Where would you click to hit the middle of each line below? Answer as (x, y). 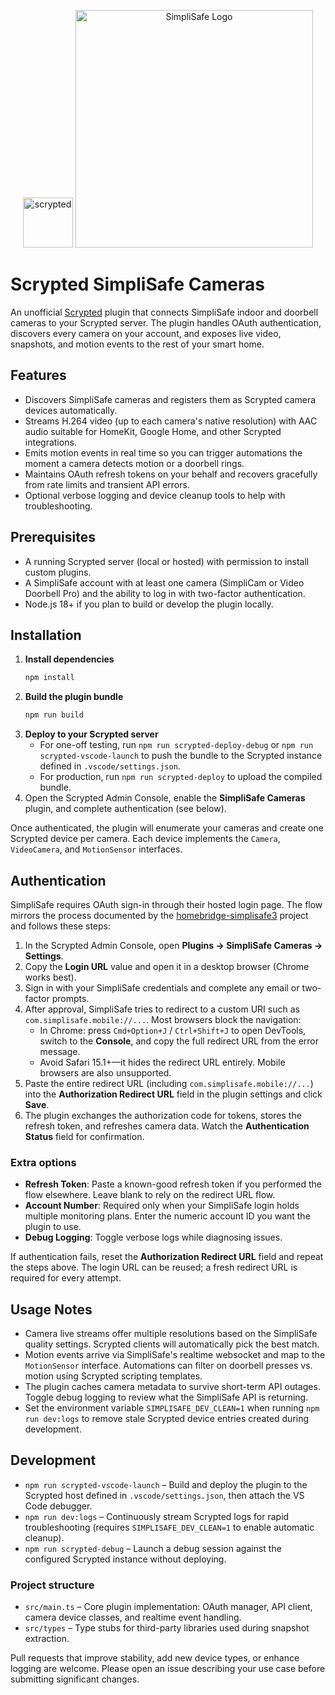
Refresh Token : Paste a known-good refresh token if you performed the (173, 1184)
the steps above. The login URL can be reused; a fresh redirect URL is (154, 1267)
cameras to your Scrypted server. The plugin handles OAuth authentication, (166, 322)
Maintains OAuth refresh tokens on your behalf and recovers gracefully (171, 474)
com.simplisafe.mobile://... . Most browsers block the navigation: (163, 1019)
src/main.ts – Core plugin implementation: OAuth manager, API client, (168, 1607)
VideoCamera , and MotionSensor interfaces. (96, 849)
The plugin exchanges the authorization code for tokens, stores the (163, 1115)
